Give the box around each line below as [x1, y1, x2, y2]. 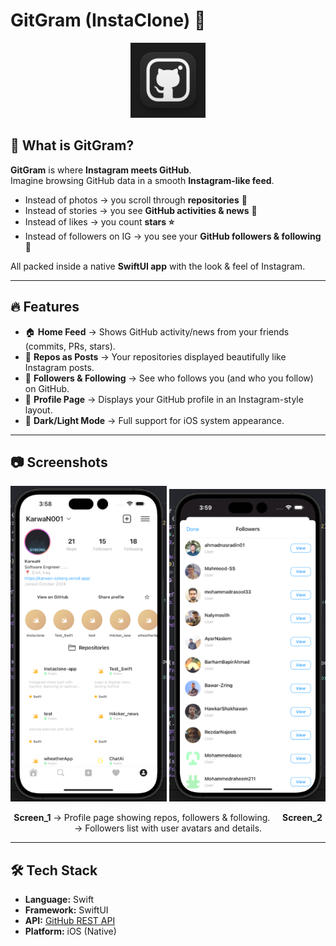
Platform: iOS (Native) [24, 925, 117, 938]
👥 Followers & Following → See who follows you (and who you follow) [24, 372, 314, 384]
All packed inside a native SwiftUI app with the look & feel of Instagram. [10, 260, 306, 272]
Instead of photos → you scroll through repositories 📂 [24, 194, 248, 206]
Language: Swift [24, 894, 95, 906]
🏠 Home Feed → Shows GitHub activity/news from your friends [24, 325, 290, 338]
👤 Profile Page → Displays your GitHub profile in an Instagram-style [24, 393, 304, 405]
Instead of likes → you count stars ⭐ [24, 215, 175, 228]
